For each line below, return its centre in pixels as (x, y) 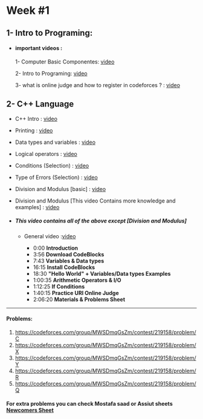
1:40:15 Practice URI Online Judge (76, 293)
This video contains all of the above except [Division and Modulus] (101, 221)
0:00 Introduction (56, 248)
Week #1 (28, 11)
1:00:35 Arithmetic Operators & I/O (77, 280)
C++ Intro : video (36, 119)
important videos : (39, 48)
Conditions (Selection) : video (52, 165)
